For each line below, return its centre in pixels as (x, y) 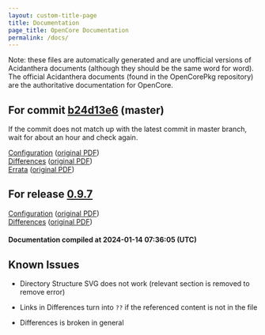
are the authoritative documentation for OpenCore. (91, 85)
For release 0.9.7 (51, 194)
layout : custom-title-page (53, 15)
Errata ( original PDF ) (42, 170)
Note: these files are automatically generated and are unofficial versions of (130, 60)
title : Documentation (44, 23)
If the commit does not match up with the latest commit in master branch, (128, 129)
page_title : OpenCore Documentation (68, 30)
